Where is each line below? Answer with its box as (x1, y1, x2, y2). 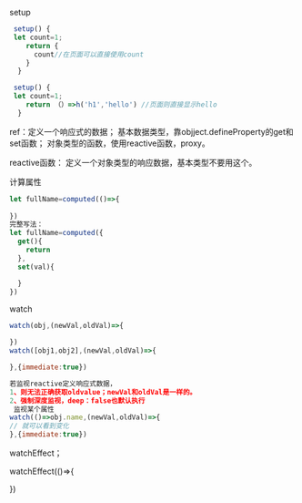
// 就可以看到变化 (9, 422, 70, 431)
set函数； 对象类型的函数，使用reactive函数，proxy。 (9, 138, 211, 149)
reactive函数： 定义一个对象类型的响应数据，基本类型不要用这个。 (9, 157, 257, 168)
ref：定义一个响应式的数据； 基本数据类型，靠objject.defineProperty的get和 (9, 126, 294, 137)
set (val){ (17, 262, 55, 272)
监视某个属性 (13, 405, 55, 414)
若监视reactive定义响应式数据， (9, 379, 117, 388)
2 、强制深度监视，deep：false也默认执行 (9, 395, 146, 405)
